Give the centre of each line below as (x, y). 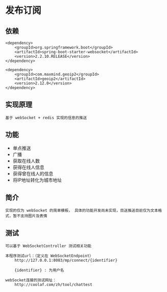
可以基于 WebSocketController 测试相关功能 (49, 246)
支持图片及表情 (34, 216)
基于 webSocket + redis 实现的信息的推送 (46, 118)
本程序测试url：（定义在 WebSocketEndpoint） (49, 256)
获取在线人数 (26, 161)
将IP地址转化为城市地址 (37, 180)
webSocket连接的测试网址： (31, 280)
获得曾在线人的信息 (33, 173)
